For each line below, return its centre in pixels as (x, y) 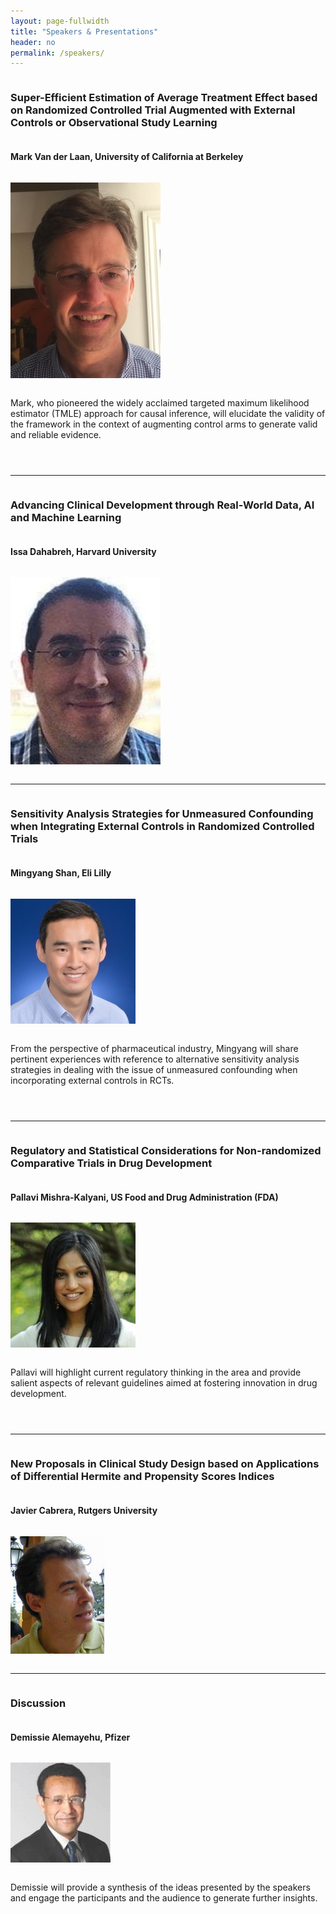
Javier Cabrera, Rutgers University (84, 1511)
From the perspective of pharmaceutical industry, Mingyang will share (154, 1048)
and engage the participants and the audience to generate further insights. (164, 1898)
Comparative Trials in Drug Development (111, 1163)
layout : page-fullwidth (60, 21)
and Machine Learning (66, 517)
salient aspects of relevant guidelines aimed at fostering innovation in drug (164, 1383)
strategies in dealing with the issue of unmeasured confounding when (154, 1069)
